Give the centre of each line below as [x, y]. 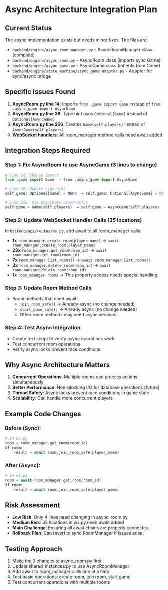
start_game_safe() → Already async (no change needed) [78, 309]
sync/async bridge [32, 76]
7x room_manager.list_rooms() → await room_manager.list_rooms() [82, 260]
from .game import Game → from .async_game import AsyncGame [71, 180]
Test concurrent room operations [46, 344]
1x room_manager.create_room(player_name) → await [65, 241]
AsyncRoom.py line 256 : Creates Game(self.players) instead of [79, 124]
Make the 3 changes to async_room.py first [57, 561]
